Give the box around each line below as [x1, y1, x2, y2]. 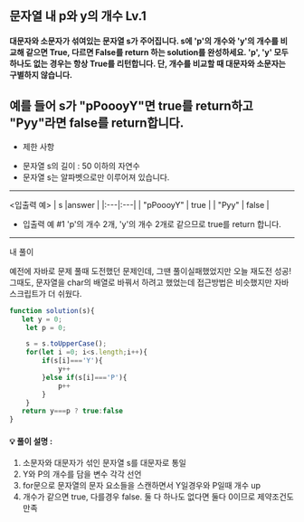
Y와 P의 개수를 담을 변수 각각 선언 [22, 469, 142, 479]
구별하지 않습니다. [9, 69, 73, 80]
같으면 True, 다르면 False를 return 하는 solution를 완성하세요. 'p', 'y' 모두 [25, 46, 290, 57]
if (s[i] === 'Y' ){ [42, 356, 103, 365]
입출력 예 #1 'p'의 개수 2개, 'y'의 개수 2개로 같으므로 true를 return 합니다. [22, 218, 282, 229]
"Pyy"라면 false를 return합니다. [9, 116, 185, 131]
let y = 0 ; [21, 315, 63, 324]
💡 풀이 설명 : [9, 435, 52, 446]
